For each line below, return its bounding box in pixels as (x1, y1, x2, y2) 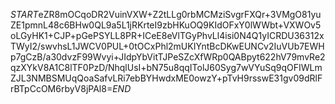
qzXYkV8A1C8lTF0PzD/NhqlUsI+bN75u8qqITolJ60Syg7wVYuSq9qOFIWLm (10, 62, 323, 73)
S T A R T (10, 9, 39, 20)
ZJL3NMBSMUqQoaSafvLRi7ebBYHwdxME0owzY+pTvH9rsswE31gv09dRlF (10, 72, 323, 84)
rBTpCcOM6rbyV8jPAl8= (10, 83, 113, 94)
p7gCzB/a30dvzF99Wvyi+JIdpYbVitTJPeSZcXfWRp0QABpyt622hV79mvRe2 (10, 51, 326, 63)
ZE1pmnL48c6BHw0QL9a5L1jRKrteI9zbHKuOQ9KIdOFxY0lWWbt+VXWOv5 (10, 19, 322, 31)
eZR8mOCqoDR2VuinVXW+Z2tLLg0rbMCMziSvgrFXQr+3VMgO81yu (38, 9, 322, 20)
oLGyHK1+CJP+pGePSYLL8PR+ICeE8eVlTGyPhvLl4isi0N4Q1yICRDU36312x (10, 30, 325, 41)
